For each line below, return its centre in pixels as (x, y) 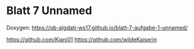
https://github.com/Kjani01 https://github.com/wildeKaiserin (82, 39)
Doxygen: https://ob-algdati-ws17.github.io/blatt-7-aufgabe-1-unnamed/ (97, 28)
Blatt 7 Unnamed (49, 11)
